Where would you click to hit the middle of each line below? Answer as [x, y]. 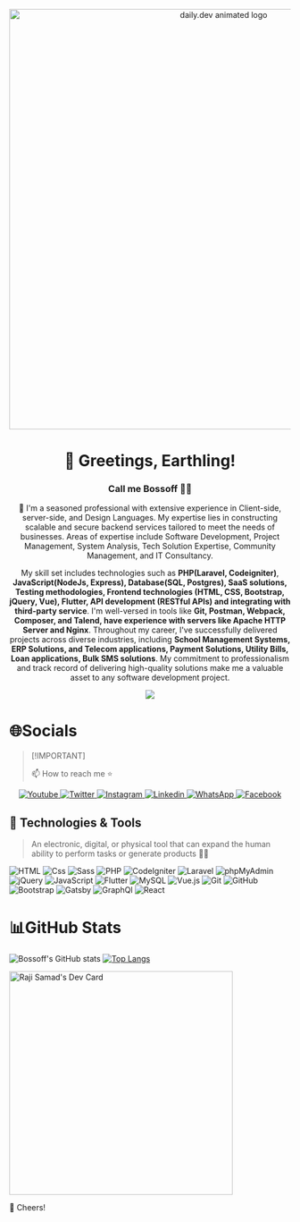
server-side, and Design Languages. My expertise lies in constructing [150, 518]
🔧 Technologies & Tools [75, 823]
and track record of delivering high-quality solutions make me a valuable [150, 668]
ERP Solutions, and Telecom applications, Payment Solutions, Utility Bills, [150, 649]
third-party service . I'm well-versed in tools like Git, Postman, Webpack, [150, 611]
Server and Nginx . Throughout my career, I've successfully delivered [150, 630]
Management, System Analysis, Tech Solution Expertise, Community [150, 547]
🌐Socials [43, 730]
